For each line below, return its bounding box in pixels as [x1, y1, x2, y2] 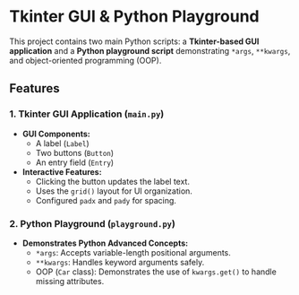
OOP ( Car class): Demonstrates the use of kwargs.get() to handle [35, 266, 278, 277]
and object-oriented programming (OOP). [9, 55, 162, 65]
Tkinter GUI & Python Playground [9, 6, 260, 27]
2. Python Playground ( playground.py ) [9, 217, 176, 230]
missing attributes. [35, 275, 105, 286]
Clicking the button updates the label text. [35, 176, 191, 187]
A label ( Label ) [35, 137, 90, 149]
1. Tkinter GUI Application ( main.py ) [9, 108, 165, 120]
